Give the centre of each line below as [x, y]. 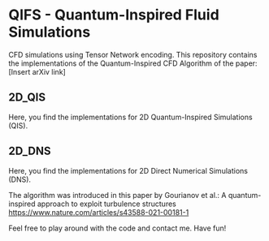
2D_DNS [30, 151]
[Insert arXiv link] [37, 71]
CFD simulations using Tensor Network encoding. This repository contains [133, 54]
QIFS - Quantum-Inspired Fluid [114, 15]
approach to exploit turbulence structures [106, 204]
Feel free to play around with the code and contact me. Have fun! [117, 228]
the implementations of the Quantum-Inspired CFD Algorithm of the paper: [133, 63]
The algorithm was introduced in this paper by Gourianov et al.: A [117, 195]
